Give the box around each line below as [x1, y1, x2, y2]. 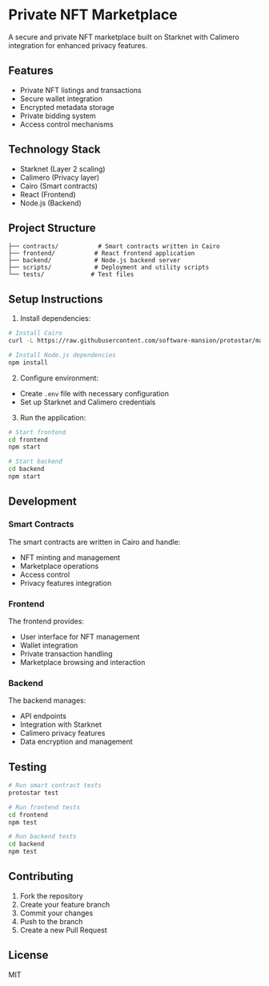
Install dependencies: [19, 314, 91, 323]
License [8, 948, 49, 962]
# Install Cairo [8, 329, 62, 338]
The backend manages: [8, 696, 86, 705]
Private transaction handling [19, 648, 114, 659]
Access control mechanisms [19, 119, 114, 129]
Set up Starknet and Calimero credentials [19, 397, 156, 407]
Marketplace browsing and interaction [19, 657, 146, 667]
